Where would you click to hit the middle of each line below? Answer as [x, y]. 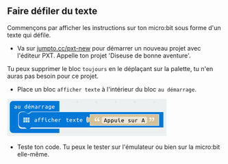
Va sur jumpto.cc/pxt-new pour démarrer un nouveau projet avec [109, 48]
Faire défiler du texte [52, 11]
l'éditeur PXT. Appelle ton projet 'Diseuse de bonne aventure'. [104, 55]
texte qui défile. [29, 35]
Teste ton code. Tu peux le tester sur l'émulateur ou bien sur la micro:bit [118, 147]
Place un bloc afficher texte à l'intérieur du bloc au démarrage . [107, 89]
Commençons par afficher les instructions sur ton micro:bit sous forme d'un [114, 27]
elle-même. [33, 154]
